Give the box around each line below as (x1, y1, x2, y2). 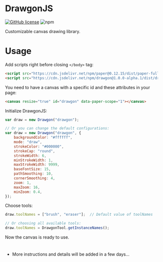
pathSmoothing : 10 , (14, 171, 53, 176)
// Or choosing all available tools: (5, 221, 81, 226)
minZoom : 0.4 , (14, 189, 42, 194)
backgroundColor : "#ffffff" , (14, 135, 73, 140)
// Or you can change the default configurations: (5, 126, 110, 131)
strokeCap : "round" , (14, 149, 55, 153)
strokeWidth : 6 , (14, 153, 47, 158)
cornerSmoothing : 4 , (14, 176, 55, 181)
